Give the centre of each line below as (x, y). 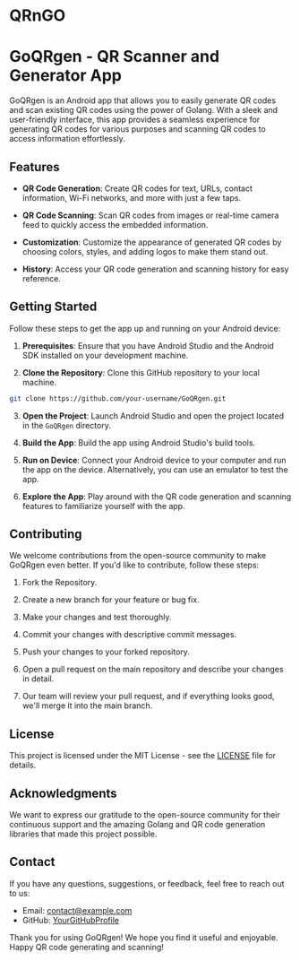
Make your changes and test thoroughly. (97, 617)
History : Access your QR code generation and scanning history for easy (155, 269)
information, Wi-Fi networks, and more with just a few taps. (132, 197)
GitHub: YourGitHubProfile (70, 920)
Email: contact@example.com (77, 910)
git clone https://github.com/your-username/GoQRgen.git (118, 398)
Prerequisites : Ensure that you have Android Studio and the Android (148, 345)
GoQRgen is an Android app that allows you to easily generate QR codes (142, 100)
